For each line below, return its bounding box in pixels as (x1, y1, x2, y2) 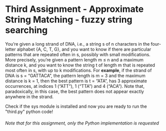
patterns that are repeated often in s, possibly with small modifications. (5, 51, 151, 58)
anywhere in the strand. (5, 93, 54, 100)
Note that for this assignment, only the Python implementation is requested (5, 120, 159, 126)
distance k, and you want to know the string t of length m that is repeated (5, 62, 156, 68)
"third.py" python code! (5, 108, 54, 115)
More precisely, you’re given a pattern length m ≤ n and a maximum (5, 57, 144, 63)
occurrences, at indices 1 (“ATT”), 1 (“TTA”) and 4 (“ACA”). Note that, (5, 83, 145, 89)
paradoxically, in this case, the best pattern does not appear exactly (5, 88, 144, 94)
